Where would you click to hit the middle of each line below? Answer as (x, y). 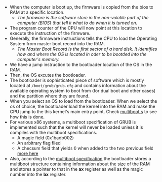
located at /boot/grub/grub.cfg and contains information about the (78, 85)
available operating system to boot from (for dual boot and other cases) (82, 91)
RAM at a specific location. (37, 12)
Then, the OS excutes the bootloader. (48, 75)
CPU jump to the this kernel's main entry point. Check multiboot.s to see (83, 112)
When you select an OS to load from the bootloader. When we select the (83, 101)
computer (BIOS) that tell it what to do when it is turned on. (77, 23)
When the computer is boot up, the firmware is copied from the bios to (81, 7)
